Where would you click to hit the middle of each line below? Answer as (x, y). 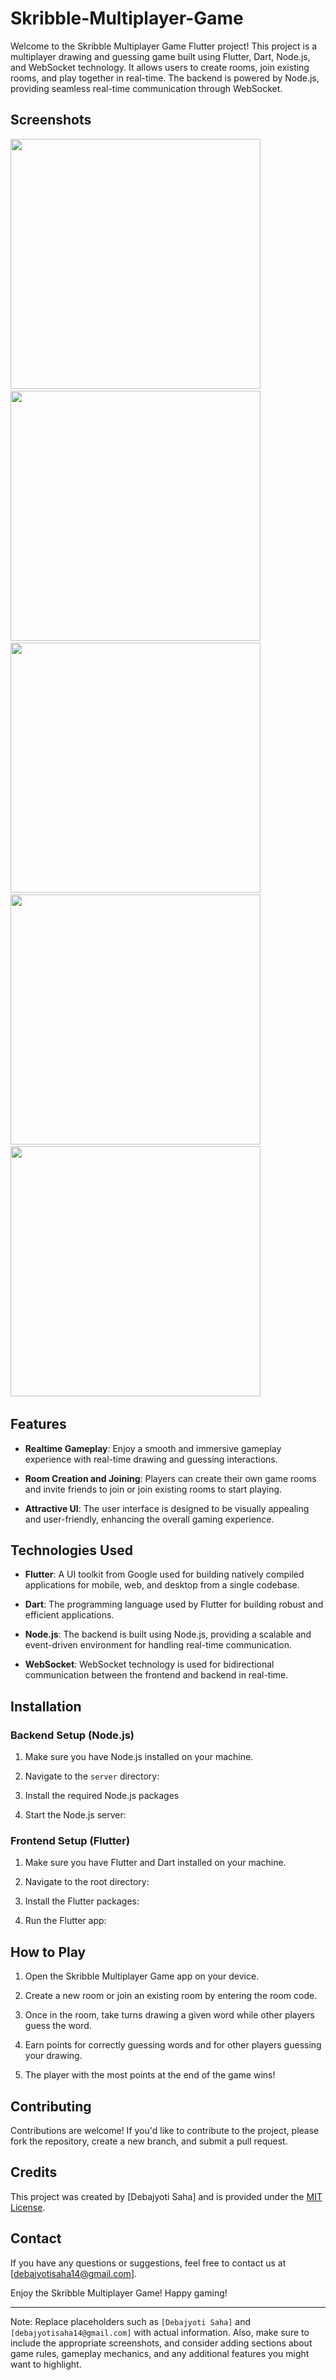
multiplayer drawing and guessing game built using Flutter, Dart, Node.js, (160, 56)
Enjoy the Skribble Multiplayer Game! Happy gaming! (119, 2293)
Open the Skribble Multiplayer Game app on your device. (142, 1976)
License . (28, 2207)
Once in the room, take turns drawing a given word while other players (169, 2015)
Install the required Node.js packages (102, 1796)
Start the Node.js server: (75, 1815)
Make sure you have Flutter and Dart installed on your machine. (155, 1863)
